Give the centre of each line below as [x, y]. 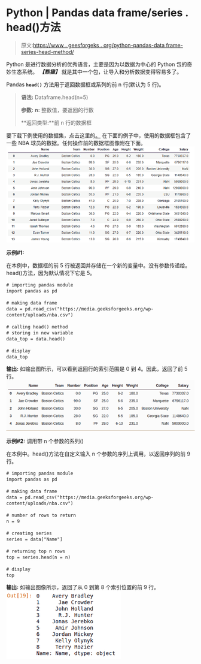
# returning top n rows [36, 551]
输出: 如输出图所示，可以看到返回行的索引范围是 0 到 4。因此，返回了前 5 [97, 369]
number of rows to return [44, 515]
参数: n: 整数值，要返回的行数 [57, 110]
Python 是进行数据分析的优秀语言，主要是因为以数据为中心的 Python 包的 [97, 64]
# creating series [29, 533]
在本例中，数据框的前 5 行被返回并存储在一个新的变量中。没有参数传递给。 [98, 265]
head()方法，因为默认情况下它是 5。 [51, 273]
